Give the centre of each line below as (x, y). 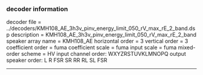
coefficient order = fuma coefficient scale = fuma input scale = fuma (92, 47)
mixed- (187, 47)
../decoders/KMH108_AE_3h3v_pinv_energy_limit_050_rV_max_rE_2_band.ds (101, 28)
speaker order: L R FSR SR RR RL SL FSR (57, 60)
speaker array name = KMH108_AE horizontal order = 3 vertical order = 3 (97, 41)
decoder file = (24, 22)
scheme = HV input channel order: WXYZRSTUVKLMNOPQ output (103, 54)
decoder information (37, 9)
